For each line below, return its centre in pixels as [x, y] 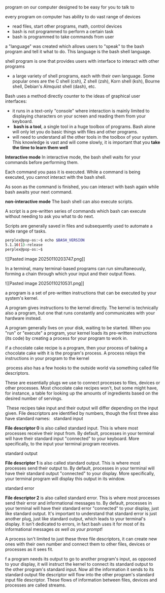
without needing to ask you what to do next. [50, 216]
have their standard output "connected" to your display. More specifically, [80, 473]
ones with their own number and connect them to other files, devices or [78, 544]
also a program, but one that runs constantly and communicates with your [80, 313]
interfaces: [16, 101]
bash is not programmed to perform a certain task [63, 31]
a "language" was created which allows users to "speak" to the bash [75, 46]
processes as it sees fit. [29, 549]
